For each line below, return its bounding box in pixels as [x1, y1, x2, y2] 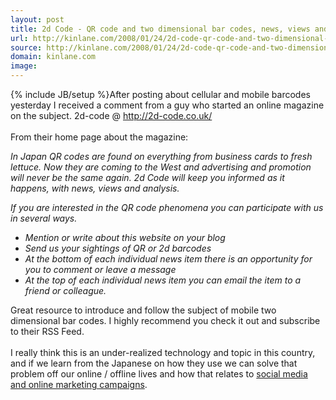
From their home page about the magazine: [10, 131, 189, 143]
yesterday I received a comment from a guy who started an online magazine [10, 99, 325, 111]
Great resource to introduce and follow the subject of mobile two [10, 304, 277, 316]
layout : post [10, 14, 65, 25]
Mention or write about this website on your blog [24, 232, 226, 243]
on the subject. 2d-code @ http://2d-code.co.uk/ [10, 110, 213, 121]
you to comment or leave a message [24, 264, 177, 275]
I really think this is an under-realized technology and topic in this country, [10, 347, 316, 358]
